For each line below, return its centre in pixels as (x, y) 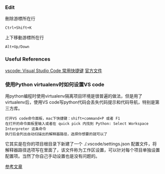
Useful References (28, 59)
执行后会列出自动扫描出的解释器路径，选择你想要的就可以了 (56, 134)
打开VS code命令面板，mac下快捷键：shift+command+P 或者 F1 (63, 118)
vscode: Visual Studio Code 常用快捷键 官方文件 (54, 71)
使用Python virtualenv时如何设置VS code (55, 84)
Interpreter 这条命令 (26, 129)
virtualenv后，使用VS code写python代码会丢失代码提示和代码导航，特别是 (80, 102)
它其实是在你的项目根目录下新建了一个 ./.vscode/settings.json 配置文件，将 (81, 144)
